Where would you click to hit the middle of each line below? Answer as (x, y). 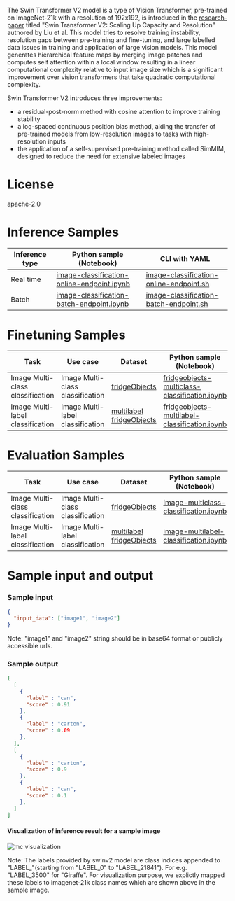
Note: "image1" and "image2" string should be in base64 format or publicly (115, 638)
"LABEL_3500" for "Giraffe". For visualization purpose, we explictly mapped (116, 875)
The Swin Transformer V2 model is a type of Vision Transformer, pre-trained (117, 10)
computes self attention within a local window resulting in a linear (101, 62)
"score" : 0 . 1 (47, 795)
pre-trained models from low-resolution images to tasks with (105, 134)
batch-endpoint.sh (177, 304)
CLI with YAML (185, 258)
